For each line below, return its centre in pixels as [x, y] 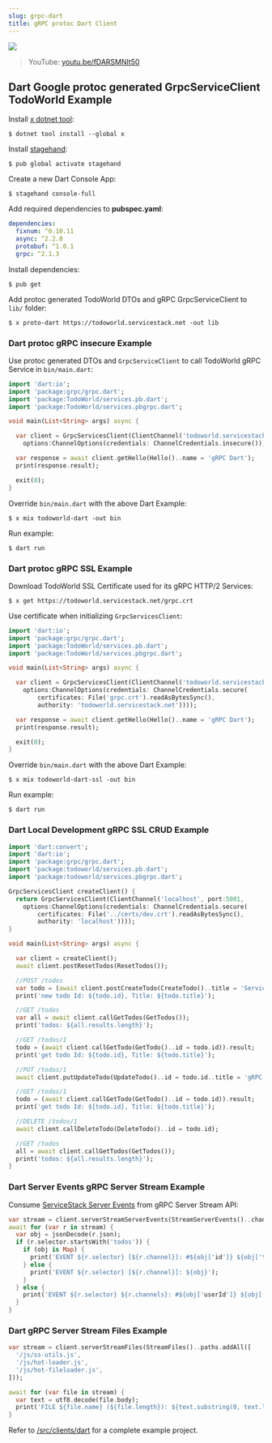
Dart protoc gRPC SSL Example [70, 568]
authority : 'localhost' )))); [87, 922]
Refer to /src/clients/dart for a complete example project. [103, 1430]
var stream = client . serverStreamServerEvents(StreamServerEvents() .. [130, 1219]
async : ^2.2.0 [39, 239]
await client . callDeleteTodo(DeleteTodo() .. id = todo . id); [117, 1129]
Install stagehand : [38, 149]
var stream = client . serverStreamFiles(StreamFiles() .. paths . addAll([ [130, 1347]
